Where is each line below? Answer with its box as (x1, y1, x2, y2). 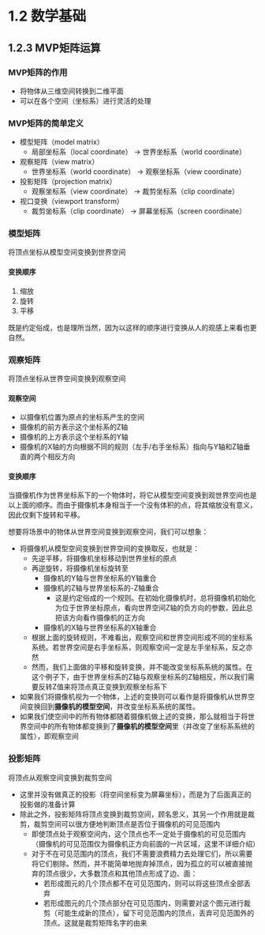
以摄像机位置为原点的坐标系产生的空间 (19, 413, 144, 422)
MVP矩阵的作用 (8, 66, 68, 77)
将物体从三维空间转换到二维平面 (19, 86, 124, 96)
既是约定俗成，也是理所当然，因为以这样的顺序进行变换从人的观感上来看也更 (8, 322, 257, 332)
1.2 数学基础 (8, 7, 87, 25)
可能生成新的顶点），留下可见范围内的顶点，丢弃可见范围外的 (57, 908, 255, 918)
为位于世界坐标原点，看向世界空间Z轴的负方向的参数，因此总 (54, 603, 253, 613)
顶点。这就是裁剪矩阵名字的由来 (43, 918, 147, 927)
